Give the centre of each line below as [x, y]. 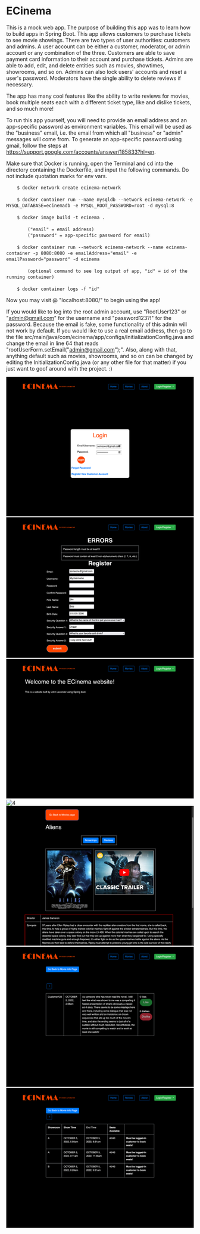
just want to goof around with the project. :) [60, 368]
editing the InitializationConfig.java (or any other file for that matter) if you [96, 362]
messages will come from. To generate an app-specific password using [94, 139]
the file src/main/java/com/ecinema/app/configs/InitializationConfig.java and [100, 337]
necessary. [20, 84]
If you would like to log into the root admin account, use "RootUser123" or [96, 312]
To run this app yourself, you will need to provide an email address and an [97, 120]
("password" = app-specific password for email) [89, 235]
